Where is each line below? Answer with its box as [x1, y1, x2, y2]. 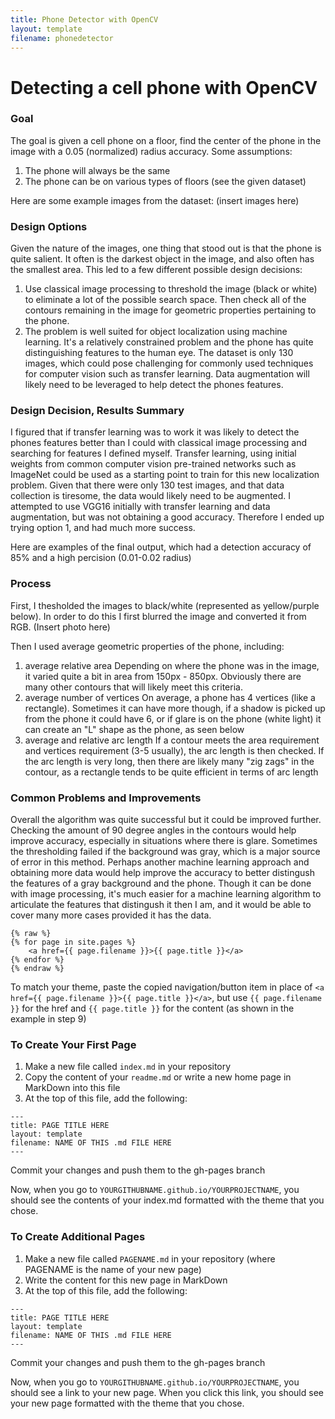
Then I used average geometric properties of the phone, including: [10, 640, 285, 652]
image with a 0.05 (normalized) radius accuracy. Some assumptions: [10, 145, 293, 157]
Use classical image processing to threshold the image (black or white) [24, 283, 318, 295]
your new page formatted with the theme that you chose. [10, 1397, 245, 1409]
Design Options [10, 219, 88, 233]
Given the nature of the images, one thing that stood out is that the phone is [10, 242, 322, 255]
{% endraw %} [10, 964, 65, 974]
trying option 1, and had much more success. [10, 522, 196, 534]
